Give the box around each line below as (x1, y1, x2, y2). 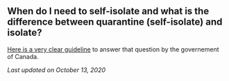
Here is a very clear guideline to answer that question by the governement (7, 45, 219, 54)
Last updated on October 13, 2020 (7, 65, 106, 74)
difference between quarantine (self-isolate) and (7, 16, 223, 28)
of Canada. (7, 52, 40, 60)
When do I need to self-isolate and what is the (7, 5, 210, 17)
